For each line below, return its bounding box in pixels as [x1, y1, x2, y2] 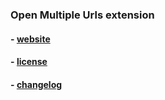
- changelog [10, 78, 63, 90]
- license [10, 56, 48, 68]
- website [10, 33, 51, 45]
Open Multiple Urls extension [10, 8, 155, 22]
